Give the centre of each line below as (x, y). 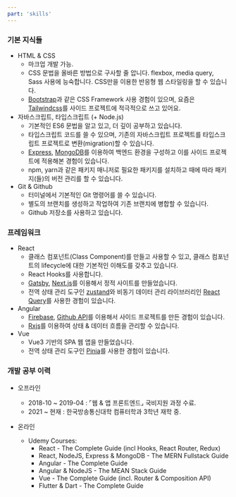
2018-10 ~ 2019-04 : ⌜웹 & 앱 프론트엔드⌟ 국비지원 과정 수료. (112, 403)
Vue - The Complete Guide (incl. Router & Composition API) (125, 478)
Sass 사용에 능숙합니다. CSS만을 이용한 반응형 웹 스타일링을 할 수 (118, 81)
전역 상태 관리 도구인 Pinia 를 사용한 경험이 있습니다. (99, 351)
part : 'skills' (30, 14)
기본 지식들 (25, 39)
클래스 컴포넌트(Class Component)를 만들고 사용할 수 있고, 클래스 (119, 257)
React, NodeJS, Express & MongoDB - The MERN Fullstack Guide (133, 455)
